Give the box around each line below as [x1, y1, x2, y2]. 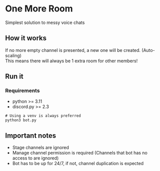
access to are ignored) [12, 155, 59, 161]
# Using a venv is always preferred [5, 113, 81, 119]
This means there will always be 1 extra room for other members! [5, 58, 138, 64]
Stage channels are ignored [12, 145, 69, 151]
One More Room [5, 3, 73, 14]
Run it [5, 72, 24, 81]
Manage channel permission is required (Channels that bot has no [12, 150, 148, 156]
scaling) [5, 52, 22, 58]
